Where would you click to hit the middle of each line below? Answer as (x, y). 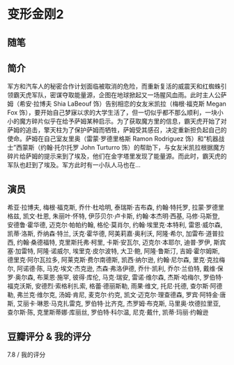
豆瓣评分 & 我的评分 (49, 336)
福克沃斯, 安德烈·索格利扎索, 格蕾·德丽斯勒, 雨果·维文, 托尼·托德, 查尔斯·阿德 (115, 286)
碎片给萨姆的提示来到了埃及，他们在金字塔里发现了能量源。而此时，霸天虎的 (117, 156)
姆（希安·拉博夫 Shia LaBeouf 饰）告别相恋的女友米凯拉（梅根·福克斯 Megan (117, 104)
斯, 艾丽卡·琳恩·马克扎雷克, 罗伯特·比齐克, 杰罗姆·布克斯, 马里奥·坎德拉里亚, (114, 303)
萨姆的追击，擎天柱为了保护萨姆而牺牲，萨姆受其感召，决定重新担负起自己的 (117, 130)
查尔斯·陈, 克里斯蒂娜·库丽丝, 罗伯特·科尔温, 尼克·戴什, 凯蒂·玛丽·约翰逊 (108, 313)
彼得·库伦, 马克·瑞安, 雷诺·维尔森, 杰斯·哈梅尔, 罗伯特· (148, 278)
